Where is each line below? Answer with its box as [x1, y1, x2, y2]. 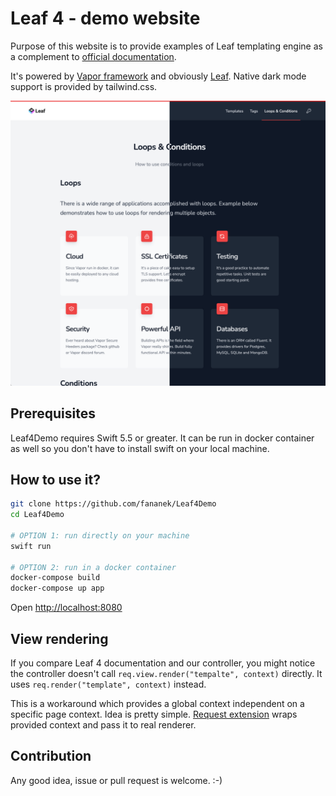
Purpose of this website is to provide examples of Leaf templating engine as [10, 40, 323, 52]
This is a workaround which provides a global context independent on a [10, 698, 305, 710]
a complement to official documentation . [10, 50, 177, 62]
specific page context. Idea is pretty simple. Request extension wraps [10, 708, 298, 721]
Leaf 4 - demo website [10, 7, 201, 30]
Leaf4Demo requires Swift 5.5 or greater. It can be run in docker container [10, 432, 315, 444]
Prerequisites [10, 405, 96, 422]
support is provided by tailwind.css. [10, 80, 158, 92]
